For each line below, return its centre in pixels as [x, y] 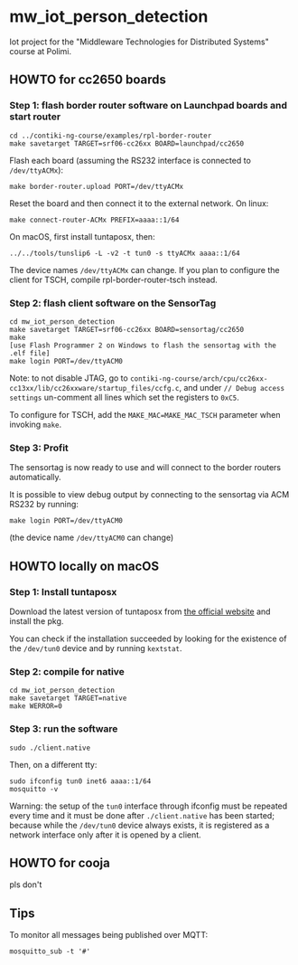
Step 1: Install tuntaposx [63, 591]
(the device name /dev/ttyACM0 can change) [92, 538]
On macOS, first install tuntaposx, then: [82, 236]
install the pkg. [37, 620]
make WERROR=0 [36, 706]
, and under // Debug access [232, 387]
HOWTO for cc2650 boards [88, 80]
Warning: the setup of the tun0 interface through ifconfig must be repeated [149, 806]
